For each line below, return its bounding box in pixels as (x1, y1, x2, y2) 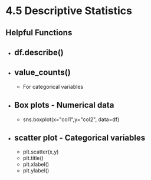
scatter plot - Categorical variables (14, 132, 146, 142)
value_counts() (14, 68, 71, 78)
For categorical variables (22, 83, 84, 90)
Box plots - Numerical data (14, 100, 114, 110)
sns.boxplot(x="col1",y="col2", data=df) (22, 116, 120, 123)
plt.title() (22, 155, 44, 162)
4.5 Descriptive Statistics (5, 4, 132, 18)
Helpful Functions (5, 28, 73, 38)
